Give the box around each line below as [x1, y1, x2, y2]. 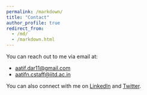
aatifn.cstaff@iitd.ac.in [14, 71, 71, 78]
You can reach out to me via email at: [6, 53, 98, 60]
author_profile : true [6, 20, 61, 26]
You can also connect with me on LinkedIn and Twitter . [6, 82, 142, 90]
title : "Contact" [6, 14, 50, 20]
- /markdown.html [11, 36, 55, 42]
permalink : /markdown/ [6, 8, 63, 15]
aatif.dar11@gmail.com [14, 65, 71, 72]
